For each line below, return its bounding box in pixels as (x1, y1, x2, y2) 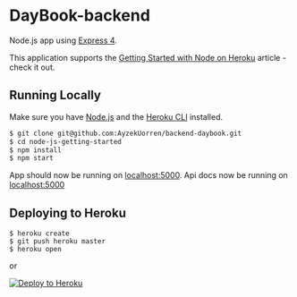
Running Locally (9, 88, 101, 103)
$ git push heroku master (9, 237, 106, 246)
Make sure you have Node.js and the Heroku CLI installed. (9, 111, 224, 122)
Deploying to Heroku (9, 205, 127, 220)
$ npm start (9, 154, 54, 163)
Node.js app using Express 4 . (9, 35, 118, 46)
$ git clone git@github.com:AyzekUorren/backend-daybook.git (9, 129, 242, 138)
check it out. (9, 62, 55, 72)
